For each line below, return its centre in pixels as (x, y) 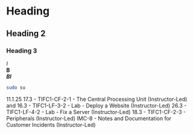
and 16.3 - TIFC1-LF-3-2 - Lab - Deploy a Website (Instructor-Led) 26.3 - (96, 105)
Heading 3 (22, 51)
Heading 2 (26, 33)
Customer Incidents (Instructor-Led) (51, 124)
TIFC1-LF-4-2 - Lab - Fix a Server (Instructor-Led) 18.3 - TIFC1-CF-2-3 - (96, 112)
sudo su (16, 88)
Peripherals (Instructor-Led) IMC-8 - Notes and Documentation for (89, 118)
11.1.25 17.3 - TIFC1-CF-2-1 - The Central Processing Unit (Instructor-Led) (97, 99)
